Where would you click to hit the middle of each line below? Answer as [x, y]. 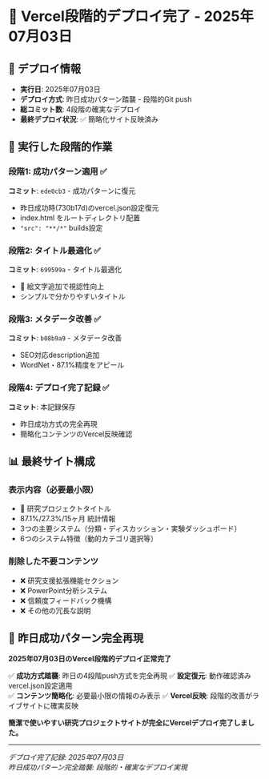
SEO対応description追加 [60, 355]
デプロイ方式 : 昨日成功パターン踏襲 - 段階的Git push [106, 99]
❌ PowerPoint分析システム [64, 590]
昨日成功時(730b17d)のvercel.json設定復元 [89, 207]
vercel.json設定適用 [40, 686]
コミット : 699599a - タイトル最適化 [65, 269]
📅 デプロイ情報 [45, 68]
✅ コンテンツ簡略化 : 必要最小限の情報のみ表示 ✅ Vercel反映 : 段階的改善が [130, 696]
